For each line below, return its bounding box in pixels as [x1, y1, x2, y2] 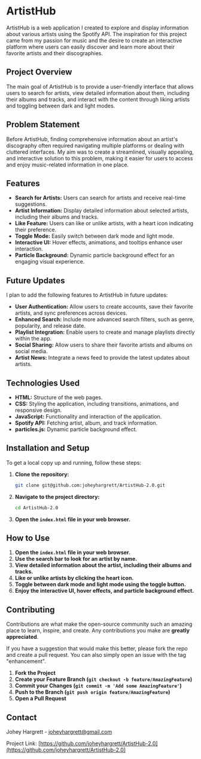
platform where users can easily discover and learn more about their [6, 43, 175, 50]
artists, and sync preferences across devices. [14, 309, 127, 316]
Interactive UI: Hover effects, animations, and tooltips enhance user [14, 239, 183, 246]
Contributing [6, 605, 55, 615]
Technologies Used [6, 378, 80, 388]
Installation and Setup [6, 443, 90, 453]
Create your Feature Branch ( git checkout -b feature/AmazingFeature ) [14, 676, 193, 683]
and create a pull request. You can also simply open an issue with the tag [6, 652, 187, 659]
